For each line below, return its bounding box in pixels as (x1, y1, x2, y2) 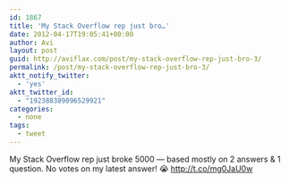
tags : (9, 121, 30, 130)
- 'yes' (17, 79, 47, 88)
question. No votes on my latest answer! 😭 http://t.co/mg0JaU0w (9, 162, 253, 174)
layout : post (9, 46, 58, 55)
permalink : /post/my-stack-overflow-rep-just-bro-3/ (9, 63, 210, 72)
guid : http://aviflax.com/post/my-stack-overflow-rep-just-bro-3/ (9, 54, 262, 63)
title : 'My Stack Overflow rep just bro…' (9, 21, 170, 30)
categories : (9, 104, 54, 113)
